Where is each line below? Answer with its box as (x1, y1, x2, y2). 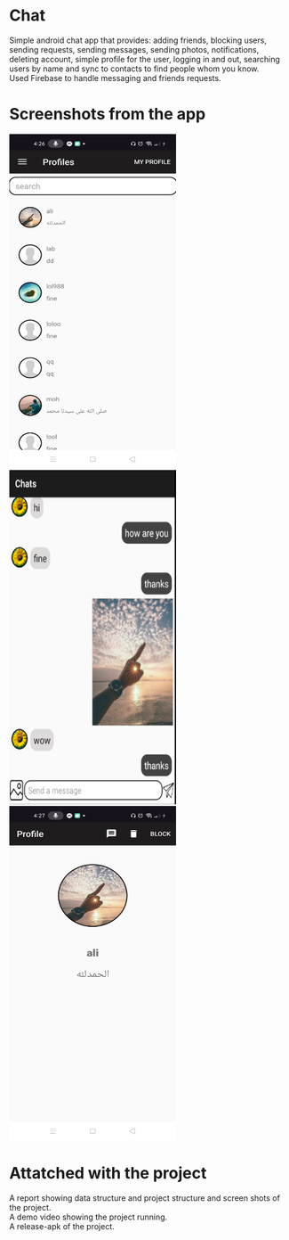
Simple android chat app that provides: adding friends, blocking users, (9, 35, 267, 45)
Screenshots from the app (9, 104, 206, 125)
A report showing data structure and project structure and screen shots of (9, 1192, 280, 1203)
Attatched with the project (9, 1163, 207, 1184)
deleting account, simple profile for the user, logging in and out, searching (9, 53, 280, 64)
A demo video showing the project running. (9, 1211, 168, 1222)
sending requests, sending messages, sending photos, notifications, (9, 44, 260, 54)
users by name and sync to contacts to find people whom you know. (9, 63, 260, 74)
